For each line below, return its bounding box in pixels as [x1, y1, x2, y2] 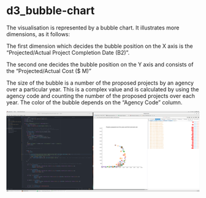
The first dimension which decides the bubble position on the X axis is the [6, 42, 193, 50]
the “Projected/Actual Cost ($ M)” [6, 67, 92, 74]
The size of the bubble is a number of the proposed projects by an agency [6, 79, 194, 86]
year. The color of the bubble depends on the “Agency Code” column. [6, 99, 183, 106]
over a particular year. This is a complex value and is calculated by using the [6, 85, 199, 93]
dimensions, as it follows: [6, 30, 71, 37]
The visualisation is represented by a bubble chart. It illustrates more [6, 24, 180, 31]
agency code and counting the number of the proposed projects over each [6, 92, 195, 99]
